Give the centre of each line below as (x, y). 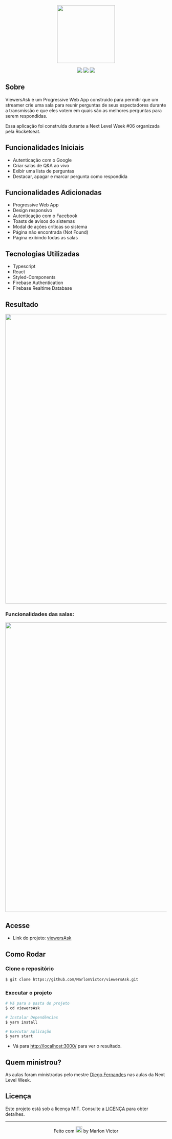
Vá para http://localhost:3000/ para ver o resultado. (67, 1046)
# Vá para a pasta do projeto (38, 1004)
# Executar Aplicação (28, 1031)
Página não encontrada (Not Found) (50, 232)
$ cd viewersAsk (23, 1008)
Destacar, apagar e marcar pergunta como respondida (70, 176)
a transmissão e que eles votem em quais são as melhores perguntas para (84, 110)
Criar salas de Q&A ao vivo (41, 165)
